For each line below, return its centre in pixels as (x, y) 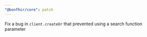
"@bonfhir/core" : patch (29, 10)
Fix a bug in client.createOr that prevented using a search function (73, 24)
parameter (15, 29)
